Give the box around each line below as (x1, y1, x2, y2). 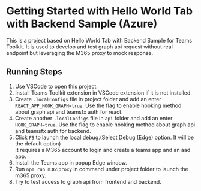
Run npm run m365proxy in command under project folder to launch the (14, 165, 188, 172)
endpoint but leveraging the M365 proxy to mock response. (6, 49, 154, 56)
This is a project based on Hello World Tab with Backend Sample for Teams (6, 37, 193, 44)
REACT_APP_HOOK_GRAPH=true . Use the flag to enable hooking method (14, 102, 182, 109)
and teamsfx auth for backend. (14, 127, 91, 134)
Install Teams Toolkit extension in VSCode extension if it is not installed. (14, 89, 192, 96)
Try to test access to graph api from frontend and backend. (14, 178, 162, 185)
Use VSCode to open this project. (14, 83, 98, 90)
